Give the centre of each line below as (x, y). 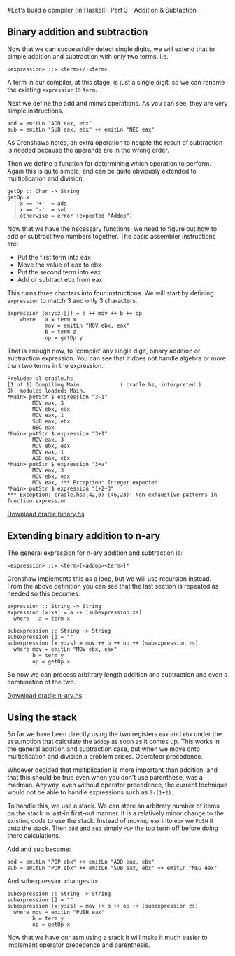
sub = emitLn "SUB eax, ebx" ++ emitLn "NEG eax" (81, 129)
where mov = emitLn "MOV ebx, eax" (65, 649)
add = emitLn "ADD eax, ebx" (50, 123)
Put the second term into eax (59, 272)
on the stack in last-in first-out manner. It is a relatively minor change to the (115, 813)
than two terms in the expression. (55, 365)
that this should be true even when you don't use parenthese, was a (105, 778)
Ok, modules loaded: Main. (47, 391)
